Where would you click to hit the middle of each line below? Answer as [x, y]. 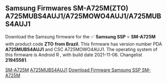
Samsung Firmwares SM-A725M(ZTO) [67, 8]
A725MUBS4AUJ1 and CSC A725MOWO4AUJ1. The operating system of [81, 49]
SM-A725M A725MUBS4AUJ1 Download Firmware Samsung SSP [73, 70]
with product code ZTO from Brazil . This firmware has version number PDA [84, 44]
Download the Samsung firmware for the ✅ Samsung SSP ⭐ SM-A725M [80, 36]
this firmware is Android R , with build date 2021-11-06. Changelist [74, 55]
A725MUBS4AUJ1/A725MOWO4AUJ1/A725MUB [83, 16]
